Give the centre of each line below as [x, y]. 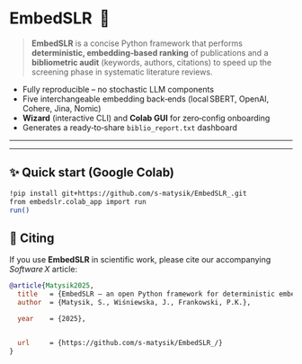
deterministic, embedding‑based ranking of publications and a [150, 52]
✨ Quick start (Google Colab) [92, 173]
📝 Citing [32, 238]
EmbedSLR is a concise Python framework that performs [137, 43]
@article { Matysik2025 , [52, 286]
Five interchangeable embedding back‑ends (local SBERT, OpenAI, [146, 99]
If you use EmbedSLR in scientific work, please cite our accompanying [140, 260]
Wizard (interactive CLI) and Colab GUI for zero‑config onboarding [146, 118]
